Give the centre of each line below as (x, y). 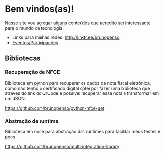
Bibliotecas (23, 58)
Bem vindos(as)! (40, 9)
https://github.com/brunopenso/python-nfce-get (55, 108)
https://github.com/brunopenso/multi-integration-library (62, 146)
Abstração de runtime (32, 121)
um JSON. (16, 98)
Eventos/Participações (35, 42)
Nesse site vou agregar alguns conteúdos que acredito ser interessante (78, 23)
